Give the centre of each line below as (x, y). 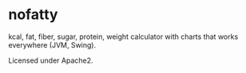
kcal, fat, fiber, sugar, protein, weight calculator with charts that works (123, 36)
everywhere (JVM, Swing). (52, 44)
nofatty (33, 15)
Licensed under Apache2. (51, 60)
